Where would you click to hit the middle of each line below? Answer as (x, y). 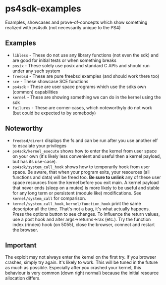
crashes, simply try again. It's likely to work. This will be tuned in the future (82, 262)
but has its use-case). (34, 161)
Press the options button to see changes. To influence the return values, (86, 214)
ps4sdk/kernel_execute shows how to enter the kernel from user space (84, 151)
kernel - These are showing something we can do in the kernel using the (86, 97)
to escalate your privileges (39, 145)
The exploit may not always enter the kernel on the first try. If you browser (81, 257)
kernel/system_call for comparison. (49, 198)
